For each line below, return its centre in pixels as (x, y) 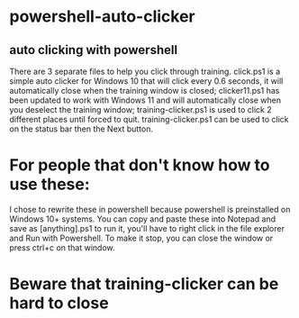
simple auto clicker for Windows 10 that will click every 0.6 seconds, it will (146, 81)
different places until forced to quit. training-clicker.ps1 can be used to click (149, 119)
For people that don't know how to (140, 165)
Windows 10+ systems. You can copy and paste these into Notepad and (143, 219)
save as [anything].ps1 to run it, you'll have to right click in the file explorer (147, 228)
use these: (50, 184)
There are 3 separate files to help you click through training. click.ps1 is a (145, 71)
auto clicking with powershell (94, 50)
